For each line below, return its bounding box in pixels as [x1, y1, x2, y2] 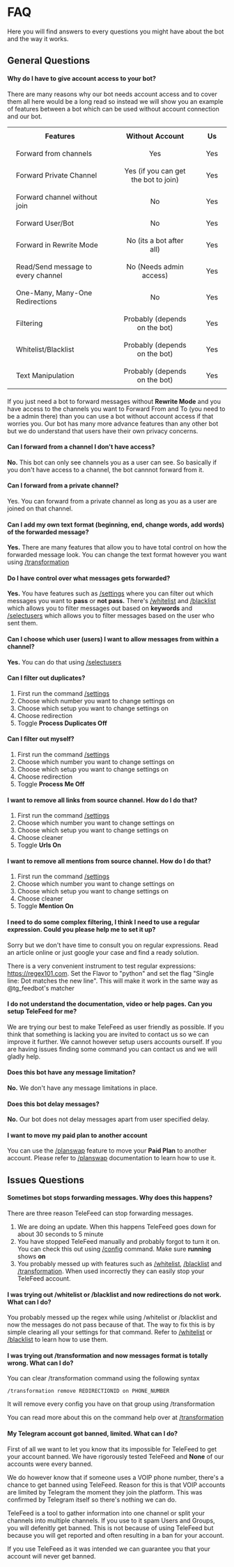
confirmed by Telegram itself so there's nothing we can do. [7, 1495, 177, 1504]
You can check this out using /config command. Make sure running [17, 1245, 212, 1253]
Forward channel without [16, 192, 97, 202]
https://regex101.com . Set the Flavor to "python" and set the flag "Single [7, 969, 214, 977]
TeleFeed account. [17, 1274, 71, 1282]
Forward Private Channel [16, 170, 97, 180]
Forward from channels [16, 148, 93, 158]
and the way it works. [7, 34, 69, 42]
